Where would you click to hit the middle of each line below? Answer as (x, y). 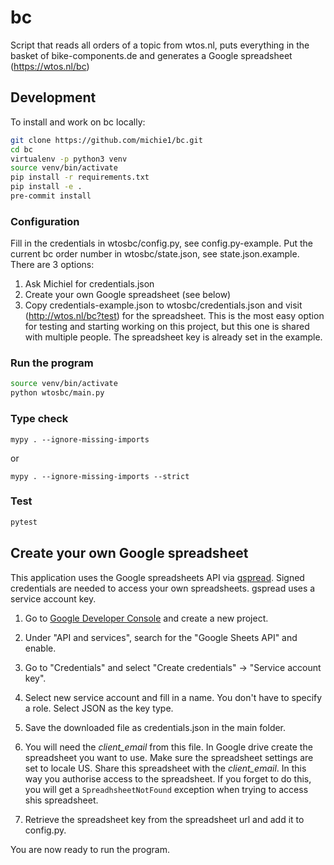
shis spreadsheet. (61, 800)
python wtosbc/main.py (57, 393)
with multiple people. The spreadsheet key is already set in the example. (173, 337)
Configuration (45, 221)
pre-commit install (51, 196)
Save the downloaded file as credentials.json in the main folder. (155, 727)
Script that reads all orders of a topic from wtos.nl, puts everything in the (160, 45)
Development (53, 97)
